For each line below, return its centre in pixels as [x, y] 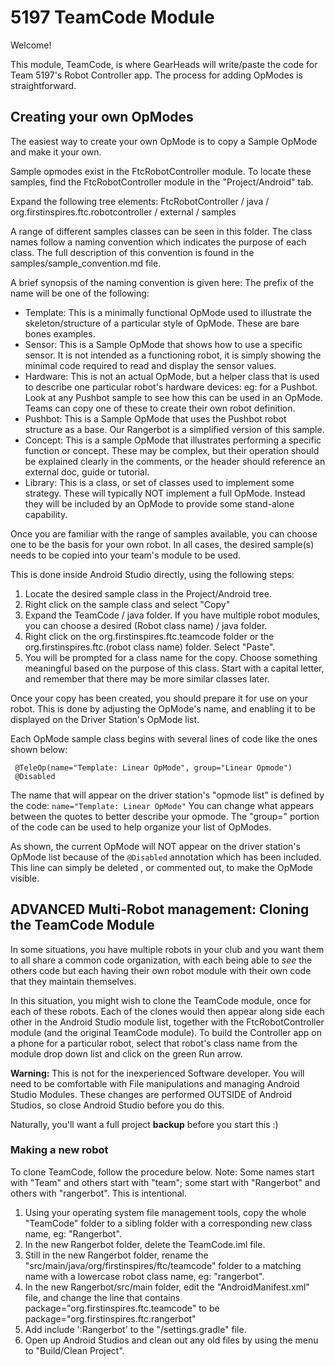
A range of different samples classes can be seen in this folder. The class [161, 231]
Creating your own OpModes [102, 117]
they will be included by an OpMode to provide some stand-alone [159, 503]
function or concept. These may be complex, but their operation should [172, 450]
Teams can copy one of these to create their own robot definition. [160, 408]
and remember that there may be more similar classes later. [147, 678]
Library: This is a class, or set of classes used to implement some [159, 482]
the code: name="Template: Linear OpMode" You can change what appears [162, 805]
